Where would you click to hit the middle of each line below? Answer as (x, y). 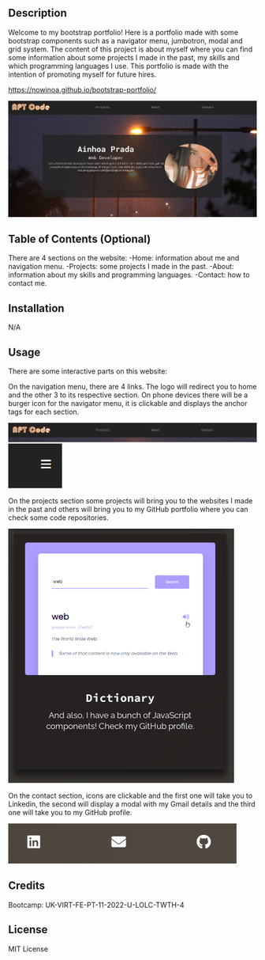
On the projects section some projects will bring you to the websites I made (131, 500)
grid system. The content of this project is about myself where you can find (131, 49)
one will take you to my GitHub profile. (70, 812)
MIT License (28, 949)
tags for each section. (44, 412)
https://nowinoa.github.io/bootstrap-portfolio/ (82, 89)
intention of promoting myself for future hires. (82, 74)
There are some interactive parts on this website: (88, 371)
